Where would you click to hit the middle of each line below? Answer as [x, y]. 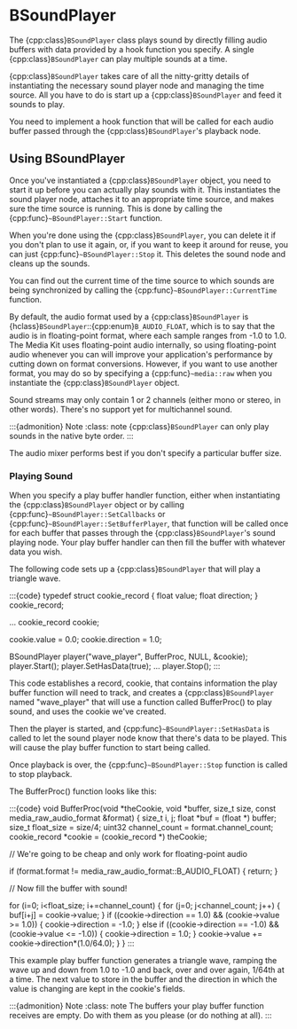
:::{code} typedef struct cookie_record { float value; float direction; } [134, 596]
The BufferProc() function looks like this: [83, 791]
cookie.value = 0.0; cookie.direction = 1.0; [86, 640]
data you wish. [36, 552]
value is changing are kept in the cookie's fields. [97, 989]
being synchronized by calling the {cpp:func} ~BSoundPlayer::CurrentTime [143, 290]
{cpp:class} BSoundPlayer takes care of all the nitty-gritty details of [129, 75]
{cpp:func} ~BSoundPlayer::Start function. [86, 217]
